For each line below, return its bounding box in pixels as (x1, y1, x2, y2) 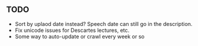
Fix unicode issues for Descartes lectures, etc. (14, 27, 130, 34)
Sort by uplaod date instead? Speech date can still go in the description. (14, 20, 193, 27)
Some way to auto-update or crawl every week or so (14, 32, 145, 40)
